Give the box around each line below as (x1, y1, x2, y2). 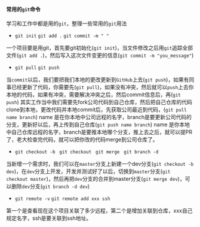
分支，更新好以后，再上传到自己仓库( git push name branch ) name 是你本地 (6, 121, 190, 128)
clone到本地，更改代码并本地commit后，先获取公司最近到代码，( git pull (6, 106, 187, 113)
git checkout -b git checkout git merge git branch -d (14, 149, 159, 155)
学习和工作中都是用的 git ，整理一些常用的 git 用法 (6, 20, 127, 27)
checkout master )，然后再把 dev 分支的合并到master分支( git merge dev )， (6, 175, 185, 183)
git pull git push (14, 65, 60, 71)
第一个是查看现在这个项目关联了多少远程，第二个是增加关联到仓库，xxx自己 (6, 207, 193, 214)
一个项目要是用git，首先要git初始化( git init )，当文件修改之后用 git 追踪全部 (6, 44, 193, 52)
